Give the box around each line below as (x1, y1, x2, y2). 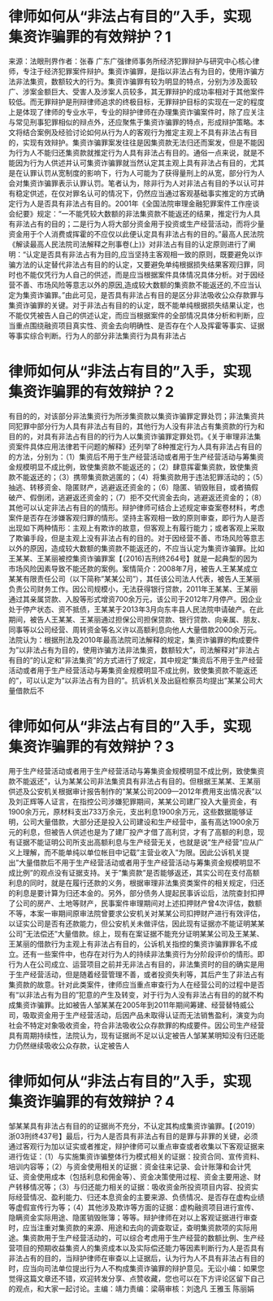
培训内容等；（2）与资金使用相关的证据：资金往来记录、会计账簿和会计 (8, 1161, 245, 1172)
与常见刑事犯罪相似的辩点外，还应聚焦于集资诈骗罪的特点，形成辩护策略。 (8, 117, 258, 127)
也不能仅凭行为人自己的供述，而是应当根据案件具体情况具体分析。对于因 (15, 269, 258, 279)
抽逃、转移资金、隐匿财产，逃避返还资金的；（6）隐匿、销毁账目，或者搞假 (8, 482, 258, 492)
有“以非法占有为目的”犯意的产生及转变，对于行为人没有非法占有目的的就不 (8, 989, 258, 999)
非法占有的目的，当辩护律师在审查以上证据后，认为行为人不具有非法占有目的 (8, 1253, 265, 1263)
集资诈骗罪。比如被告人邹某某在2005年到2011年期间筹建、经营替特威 (15, 1000, 248, 1010)
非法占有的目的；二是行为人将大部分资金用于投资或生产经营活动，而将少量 (15, 219, 265, 229)
